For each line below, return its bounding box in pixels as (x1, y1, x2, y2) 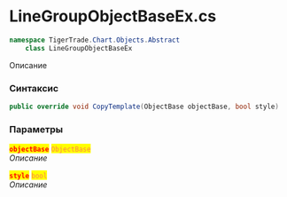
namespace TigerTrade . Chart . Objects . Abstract (9, 35, 180, 44)
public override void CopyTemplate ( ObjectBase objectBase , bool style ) (9, 102, 279, 111)
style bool (9, 171, 48, 181)
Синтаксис (9, 82, 59, 94)
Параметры (9, 122, 64, 135)
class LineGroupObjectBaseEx (25, 43, 133, 52)
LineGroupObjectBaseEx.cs (9, 6, 217, 27)
